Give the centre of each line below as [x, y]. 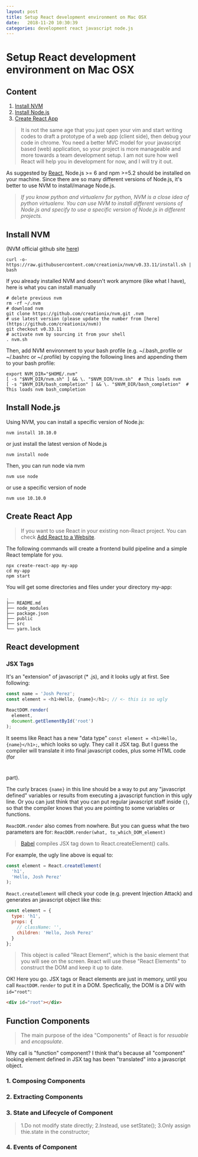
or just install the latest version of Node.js [57, 443]
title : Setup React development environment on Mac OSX [76, 17]
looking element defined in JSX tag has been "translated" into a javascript [96, 1059]
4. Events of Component [42, 1148]
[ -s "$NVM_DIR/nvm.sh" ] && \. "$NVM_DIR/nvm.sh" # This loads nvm [94, 380]
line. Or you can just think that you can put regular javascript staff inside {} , [98, 801]
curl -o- [17, 260]
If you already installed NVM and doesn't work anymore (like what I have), [96, 281]
